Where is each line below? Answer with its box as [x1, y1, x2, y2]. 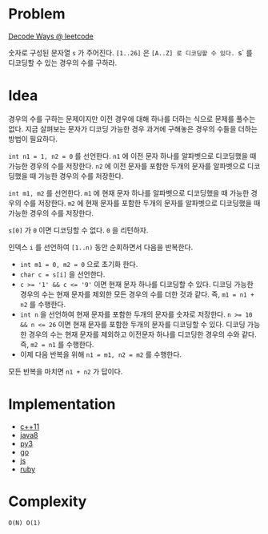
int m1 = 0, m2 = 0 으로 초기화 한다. [19, 259, 138, 269]
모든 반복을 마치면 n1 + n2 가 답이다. [8, 366, 123, 376]
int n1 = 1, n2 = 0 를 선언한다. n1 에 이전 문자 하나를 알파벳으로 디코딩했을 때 [8, 151, 257, 160]
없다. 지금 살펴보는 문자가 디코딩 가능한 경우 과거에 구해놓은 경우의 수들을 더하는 [8, 123, 258, 133]
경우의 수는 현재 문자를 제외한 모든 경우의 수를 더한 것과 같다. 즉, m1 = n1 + [19, 289, 254, 299]
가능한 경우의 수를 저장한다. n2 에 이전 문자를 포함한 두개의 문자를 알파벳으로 [8, 161, 246, 171]
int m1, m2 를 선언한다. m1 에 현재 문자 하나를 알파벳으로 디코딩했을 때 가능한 [8, 188, 250, 197]
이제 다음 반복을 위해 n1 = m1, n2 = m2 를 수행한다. [19, 350, 182, 359]
